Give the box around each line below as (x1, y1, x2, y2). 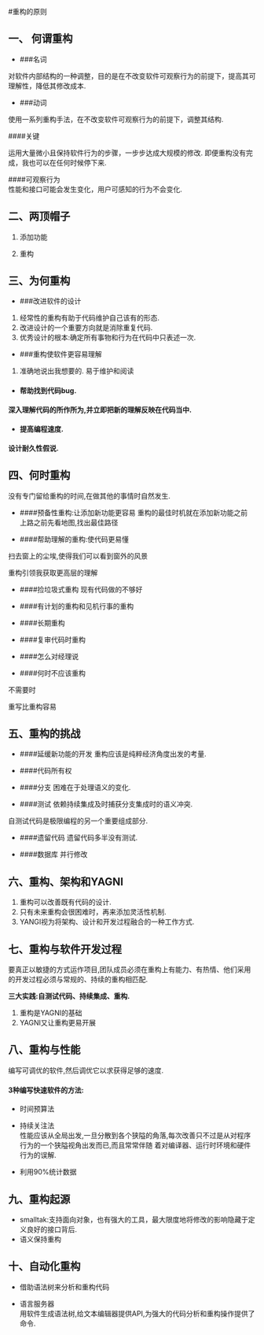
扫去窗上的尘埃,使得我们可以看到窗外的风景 (8, 551, 148, 561)
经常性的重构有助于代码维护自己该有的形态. (19, 313, 159, 323)
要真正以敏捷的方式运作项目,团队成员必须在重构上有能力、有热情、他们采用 (8, 965, 251, 974)
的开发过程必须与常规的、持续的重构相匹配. (8, 975, 148, 985)
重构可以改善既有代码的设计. (19, 897, 112, 907)
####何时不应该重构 (19, 668, 86, 677)
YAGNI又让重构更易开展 (19, 1018, 97, 1028)
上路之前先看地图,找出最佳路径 (19, 517, 119, 527)
